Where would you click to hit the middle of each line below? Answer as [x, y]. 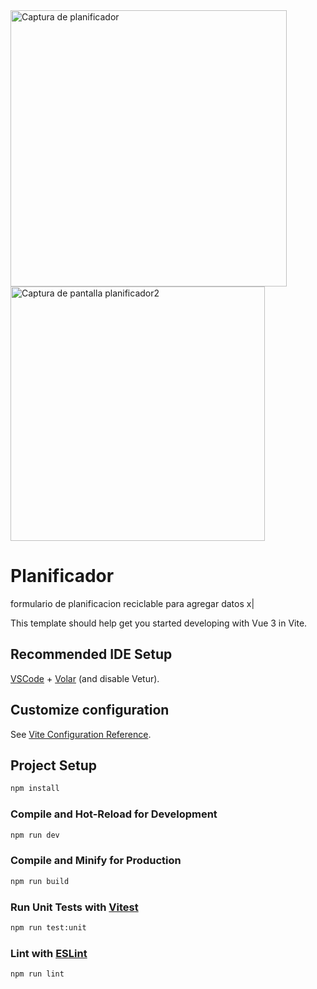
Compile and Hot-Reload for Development [114, 814]
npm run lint [37, 974]
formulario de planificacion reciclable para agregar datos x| [132, 603]
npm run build [40, 881]
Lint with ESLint [49, 953]
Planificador [62, 576]
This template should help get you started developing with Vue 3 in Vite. [159, 623]
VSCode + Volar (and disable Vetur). [85, 678]
